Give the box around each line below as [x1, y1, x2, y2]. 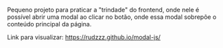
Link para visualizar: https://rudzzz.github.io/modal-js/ [7, 33, 161, 41]
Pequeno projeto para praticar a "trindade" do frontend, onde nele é [7, 6, 200, 14]
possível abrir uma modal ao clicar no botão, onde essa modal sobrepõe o [7, 13, 217, 21]
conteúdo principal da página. [7, 20, 92, 28]
